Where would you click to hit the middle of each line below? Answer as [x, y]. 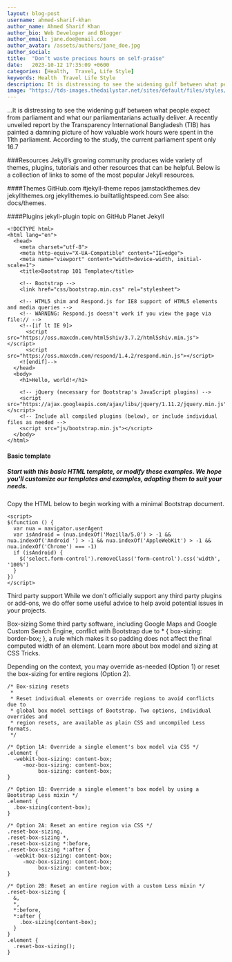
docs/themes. [27, 203]
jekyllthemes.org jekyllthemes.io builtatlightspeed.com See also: [98, 196]
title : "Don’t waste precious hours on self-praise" [86, 59]
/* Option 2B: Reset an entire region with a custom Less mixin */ [106, 886]
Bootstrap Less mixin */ [43, 795]
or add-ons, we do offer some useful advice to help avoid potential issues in [115, 603]
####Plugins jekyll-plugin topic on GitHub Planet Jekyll [86, 217]
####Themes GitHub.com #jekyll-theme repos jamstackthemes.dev [104, 189]
